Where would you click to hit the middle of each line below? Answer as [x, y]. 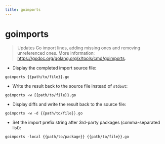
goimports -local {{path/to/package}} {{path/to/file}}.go [67, 137]
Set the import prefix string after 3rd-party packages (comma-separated [86, 122]
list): [17, 127]
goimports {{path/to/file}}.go [37, 77]
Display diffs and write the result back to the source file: [69, 104]
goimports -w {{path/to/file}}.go [41, 95]
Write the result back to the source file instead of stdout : [70, 86]
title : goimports [23, 10]
